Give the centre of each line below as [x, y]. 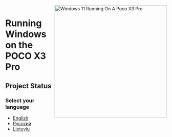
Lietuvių [21, 129]
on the [19, 45]
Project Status [29, 86]
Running [24, 23]
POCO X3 [26, 56]
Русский [22, 123]
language [17, 107]
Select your [20, 101]
